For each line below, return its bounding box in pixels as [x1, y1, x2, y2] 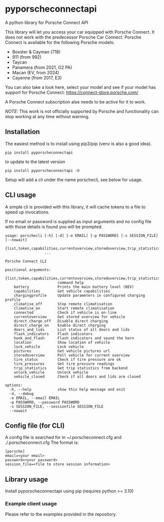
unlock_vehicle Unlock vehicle [14, 370, 89, 375]
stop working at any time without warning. [5, 113, 90, 119]
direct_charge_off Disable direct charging [14, 318, 108, 323]
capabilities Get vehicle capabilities [14, 289, 110, 293]
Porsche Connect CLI [5, 259, 47, 264]
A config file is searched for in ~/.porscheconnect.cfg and [5, 435, 122, 440]
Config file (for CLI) [5, 421, 65, 430]
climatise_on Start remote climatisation [14, 306, 115, 311]
